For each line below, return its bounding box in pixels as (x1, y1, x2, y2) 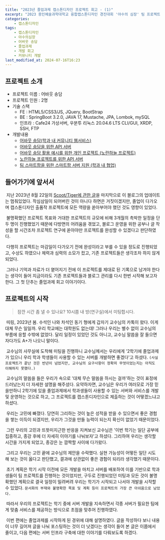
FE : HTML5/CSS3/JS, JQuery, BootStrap (19, 109, 103, 115)
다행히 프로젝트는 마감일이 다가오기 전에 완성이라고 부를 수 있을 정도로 (6, 243, 140, 249)
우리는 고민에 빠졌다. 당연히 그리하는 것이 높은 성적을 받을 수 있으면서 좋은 (6, 410, 148, 416)
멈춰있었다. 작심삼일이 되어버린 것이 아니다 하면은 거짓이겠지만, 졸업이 (10, 198, 144, 204)
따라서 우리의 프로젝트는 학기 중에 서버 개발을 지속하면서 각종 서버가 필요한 (6, 501, 150, 506)
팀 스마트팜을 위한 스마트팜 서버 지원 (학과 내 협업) (19, 162, 116, 168)
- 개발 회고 (14, 48, 34, 53)
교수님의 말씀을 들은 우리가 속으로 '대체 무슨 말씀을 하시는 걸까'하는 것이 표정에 (6, 375, 158, 381)
